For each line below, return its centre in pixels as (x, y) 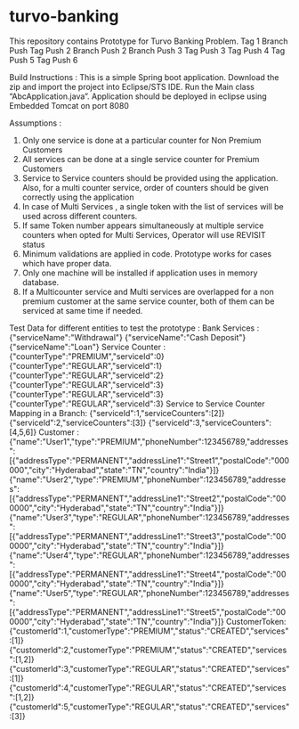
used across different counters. (80, 216)
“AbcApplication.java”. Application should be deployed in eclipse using (138, 96)
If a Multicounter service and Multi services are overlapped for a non (148, 291)
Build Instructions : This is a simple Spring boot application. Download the (144, 77)
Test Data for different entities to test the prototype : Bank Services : (134, 328)
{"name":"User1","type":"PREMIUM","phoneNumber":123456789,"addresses (149, 441)
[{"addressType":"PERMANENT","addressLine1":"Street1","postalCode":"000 (149, 460)
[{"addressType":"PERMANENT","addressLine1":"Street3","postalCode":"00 (148, 536)
